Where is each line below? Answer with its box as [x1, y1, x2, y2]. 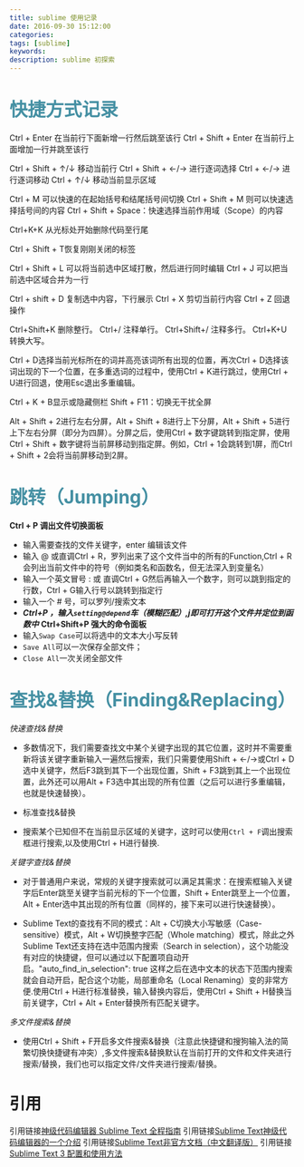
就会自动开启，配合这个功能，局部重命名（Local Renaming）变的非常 [22, 974, 281, 985]
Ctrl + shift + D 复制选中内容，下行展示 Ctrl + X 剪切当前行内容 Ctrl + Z [9, 293, 273, 304]
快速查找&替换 [9, 723, 63, 734]
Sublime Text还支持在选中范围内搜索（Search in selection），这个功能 [22, 940, 281, 951]
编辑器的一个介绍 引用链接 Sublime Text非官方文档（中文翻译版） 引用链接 [16, 1136, 292, 1147]
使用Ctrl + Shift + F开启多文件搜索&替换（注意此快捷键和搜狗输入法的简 [22, 1036, 289, 1046]
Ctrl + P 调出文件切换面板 [9, 520, 104, 530]
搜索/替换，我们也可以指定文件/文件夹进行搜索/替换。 [22, 1058, 222, 1069]
